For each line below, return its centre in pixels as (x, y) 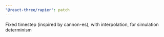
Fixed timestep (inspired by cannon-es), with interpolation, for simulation (82, 24)
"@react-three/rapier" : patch (38, 10)
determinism (18, 30)
